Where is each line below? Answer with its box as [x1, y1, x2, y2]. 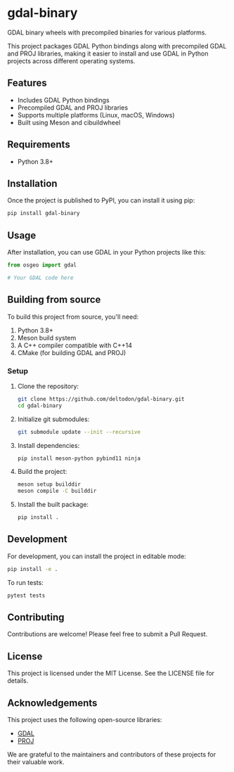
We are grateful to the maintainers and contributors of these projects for [7, 750, 216, 759]
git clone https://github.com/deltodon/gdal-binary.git [17, 395, 185, 402]
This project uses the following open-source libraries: [7, 716, 162, 724]
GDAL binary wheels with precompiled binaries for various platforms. [7, 28, 207, 37]
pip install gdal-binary [7, 210, 80, 217]
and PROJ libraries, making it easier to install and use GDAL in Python [7, 49, 209, 58]
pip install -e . [7, 565, 58, 572]
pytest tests [7, 592, 46, 599]
